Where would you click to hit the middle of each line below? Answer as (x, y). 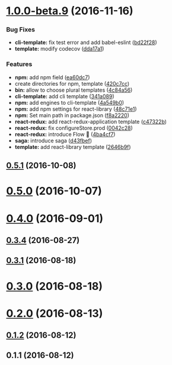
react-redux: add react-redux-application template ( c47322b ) (91, 121)
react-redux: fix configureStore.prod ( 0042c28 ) (74, 128)
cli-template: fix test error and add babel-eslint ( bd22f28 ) (86, 42)
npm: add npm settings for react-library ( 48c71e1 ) (76, 109)
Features (19, 64)
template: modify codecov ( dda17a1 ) (59, 49)
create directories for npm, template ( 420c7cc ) (72, 83)
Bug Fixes (21, 30)
